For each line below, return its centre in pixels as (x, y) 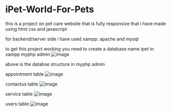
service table (19, 94)
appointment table (25, 74)
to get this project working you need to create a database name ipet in (80, 49)
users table (17, 104)
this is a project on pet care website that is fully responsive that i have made (85, 24)
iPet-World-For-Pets (50, 9)
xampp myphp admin (28, 54)
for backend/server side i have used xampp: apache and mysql (72, 39)
